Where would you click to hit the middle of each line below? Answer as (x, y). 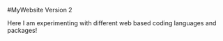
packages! (22, 30)
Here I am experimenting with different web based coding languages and (112, 23)
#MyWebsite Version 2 (40, 10)
